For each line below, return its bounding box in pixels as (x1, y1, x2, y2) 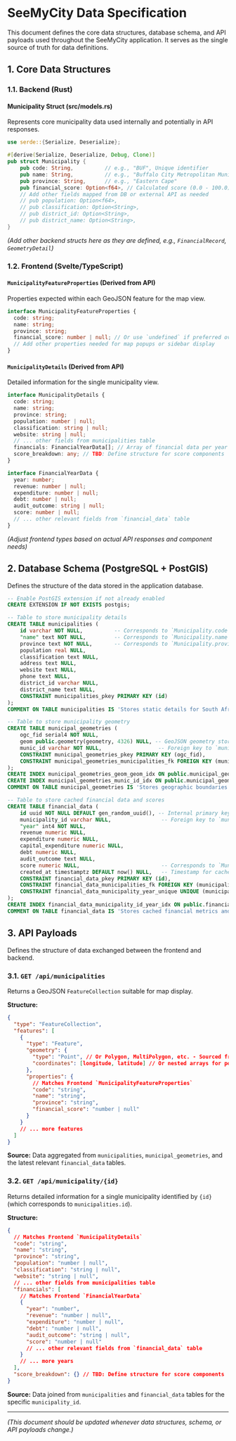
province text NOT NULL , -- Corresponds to (20, 640, 169, 647)
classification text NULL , (20, 653, 99, 661)
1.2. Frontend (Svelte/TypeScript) (7, 261, 124, 271)
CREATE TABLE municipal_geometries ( (7, 725, 118, 732)
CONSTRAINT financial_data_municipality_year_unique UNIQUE (20, 888, 199, 895)
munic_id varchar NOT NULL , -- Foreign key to (20, 744, 212, 751)
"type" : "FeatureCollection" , (13, 1020, 102, 1028)
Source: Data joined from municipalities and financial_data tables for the (7, 1390, 225, 1398)
